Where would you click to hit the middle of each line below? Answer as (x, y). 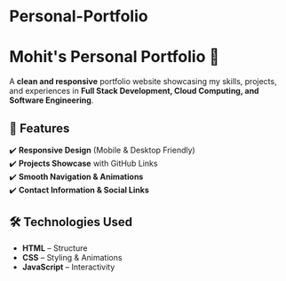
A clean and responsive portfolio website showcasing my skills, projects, (143, 82)
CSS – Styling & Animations (72, 257)
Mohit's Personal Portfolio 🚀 (115, 57)
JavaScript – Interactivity (68, 267)
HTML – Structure (55, 248)
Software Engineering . (52, 100)
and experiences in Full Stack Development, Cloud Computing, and (134, 91)
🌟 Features (40, 128)
